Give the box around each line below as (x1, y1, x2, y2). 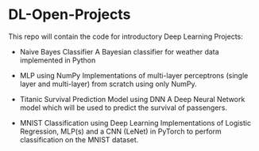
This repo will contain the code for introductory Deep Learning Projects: (8, 32, 244, 41)
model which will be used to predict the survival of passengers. (19, 103, 228, 112)
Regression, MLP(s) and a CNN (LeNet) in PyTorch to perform (19, 126, 222, 136)
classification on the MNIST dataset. (19, 134, 139, 144)
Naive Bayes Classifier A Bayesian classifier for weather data (19, 47, 220, 56)
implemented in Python (19, 55, 96, 65)
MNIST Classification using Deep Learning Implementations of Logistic (19, 118, 252, 127)
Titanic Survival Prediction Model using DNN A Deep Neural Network (19, 94, 245, 104)
